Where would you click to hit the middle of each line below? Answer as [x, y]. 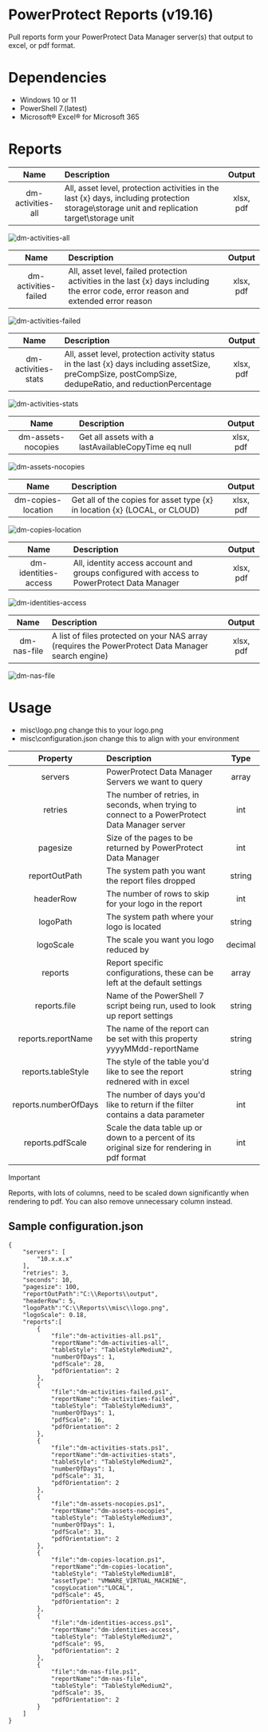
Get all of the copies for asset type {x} [142, 500]
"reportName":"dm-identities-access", [115, 1630]
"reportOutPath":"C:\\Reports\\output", [91, 1294]
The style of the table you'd [158, 1061]
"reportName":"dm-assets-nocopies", [112, 1511]
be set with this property [152, 1039]
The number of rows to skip [158, 893]
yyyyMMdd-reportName [153, 1048]
